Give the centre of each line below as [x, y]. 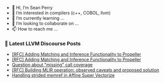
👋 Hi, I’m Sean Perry [32, 8]
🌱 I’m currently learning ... [38, 18]
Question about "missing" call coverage [52, 65]
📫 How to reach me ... [35, 29]
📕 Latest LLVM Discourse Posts [43, 43]
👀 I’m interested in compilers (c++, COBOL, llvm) [61, 13]
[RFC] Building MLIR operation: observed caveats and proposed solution [85, 70]
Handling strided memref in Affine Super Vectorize [63, 75]
